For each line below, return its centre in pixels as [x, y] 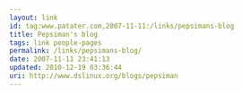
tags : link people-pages [56, 43]
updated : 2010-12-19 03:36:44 [66, 68]
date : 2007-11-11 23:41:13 [60, 59]
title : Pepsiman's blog [54, 34]
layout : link [34, 17]
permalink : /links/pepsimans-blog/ [76, 51]
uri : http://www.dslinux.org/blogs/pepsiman [94, 76]
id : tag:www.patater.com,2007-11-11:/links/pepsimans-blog [122, 26]
